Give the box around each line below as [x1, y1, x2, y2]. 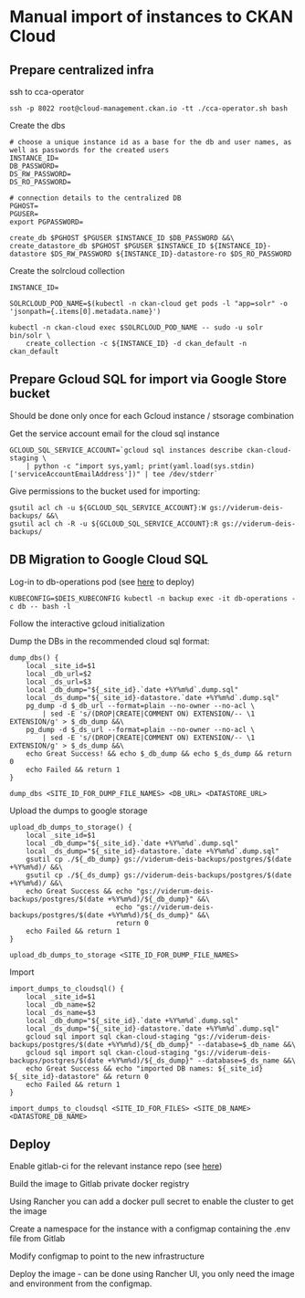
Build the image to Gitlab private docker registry [9, 1178, 190, 1189]
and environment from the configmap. [9, 1278, 152, 1289]
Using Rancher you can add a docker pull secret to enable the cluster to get [9, 1196, 294, 1207]
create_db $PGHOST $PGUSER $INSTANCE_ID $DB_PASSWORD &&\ [9, 234, 235, 243]
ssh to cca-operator [9, 87, 85, 97]
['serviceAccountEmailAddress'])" [9, 469, 142, 478]
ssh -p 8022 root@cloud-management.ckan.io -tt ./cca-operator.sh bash [9, 104, 288, 113]
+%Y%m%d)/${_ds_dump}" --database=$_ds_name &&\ [107, 1056, 297, 1065]
